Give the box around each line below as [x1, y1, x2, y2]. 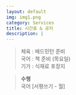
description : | [6, 31, 44, 37]
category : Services [6, 20, 55, 26]
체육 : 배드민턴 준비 [20, 48, 65, 55]
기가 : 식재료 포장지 [20, 63, 65, 70]
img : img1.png [6, 14, 42, 20]
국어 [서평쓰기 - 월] [20, 83, 65, 90]
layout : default [6, 8, 46, 15]
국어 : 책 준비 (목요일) [20, 55, 71, 62]
